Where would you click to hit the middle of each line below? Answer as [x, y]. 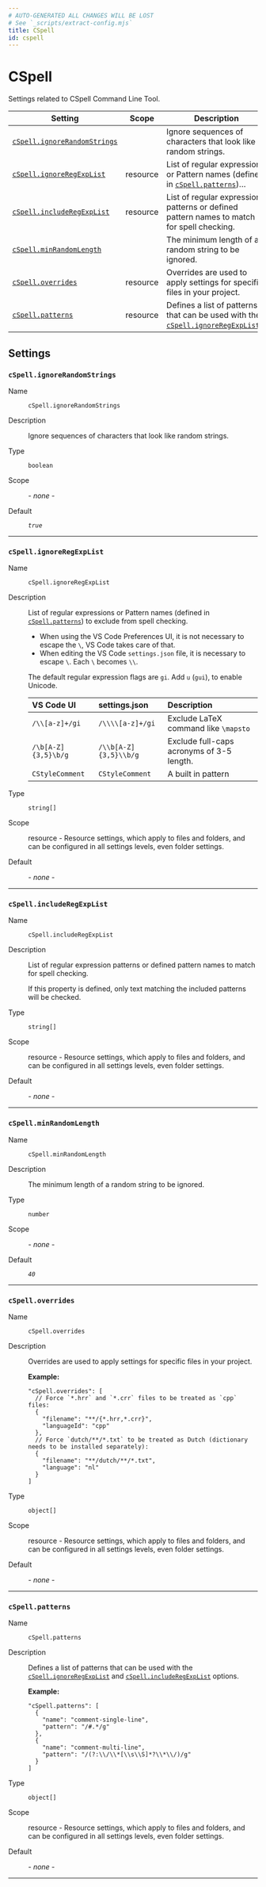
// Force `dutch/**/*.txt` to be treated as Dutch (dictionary [141, 1440]
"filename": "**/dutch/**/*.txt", [99, 1461]
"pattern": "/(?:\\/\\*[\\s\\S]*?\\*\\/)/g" [117, 1755]
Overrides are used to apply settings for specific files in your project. [140, 1361]
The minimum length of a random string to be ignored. [116, 1184]
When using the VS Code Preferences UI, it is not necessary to [142, 637]
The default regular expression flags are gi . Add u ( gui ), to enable [135, 677]
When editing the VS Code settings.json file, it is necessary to [142, 653]
